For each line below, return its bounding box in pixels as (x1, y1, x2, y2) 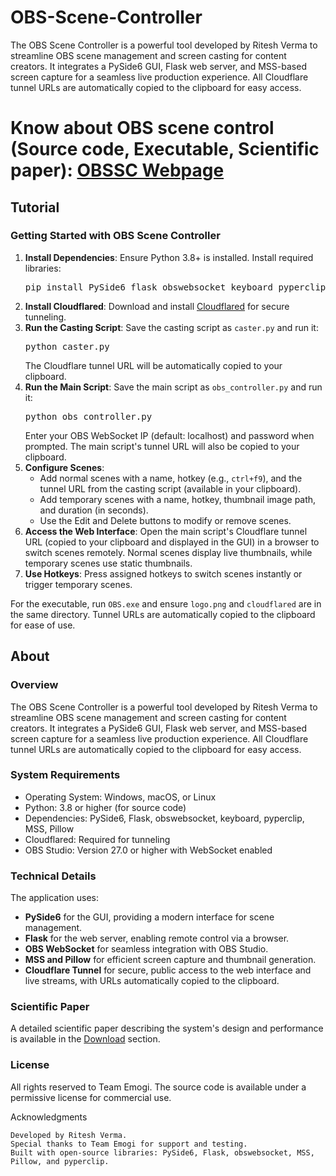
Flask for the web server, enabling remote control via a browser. (24, 932, 290, 945)
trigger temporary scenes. (24, 578, 133, 590)
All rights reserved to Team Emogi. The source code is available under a (10, 1081, 307, 1093)
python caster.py (24, 341, 110, 352)
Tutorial (10, 199, 60, 216)
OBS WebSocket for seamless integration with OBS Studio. (24, 943, 269, 955)
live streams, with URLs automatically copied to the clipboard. (24, 975, 280, 987)
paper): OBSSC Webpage (10, 159, 225, 182)
